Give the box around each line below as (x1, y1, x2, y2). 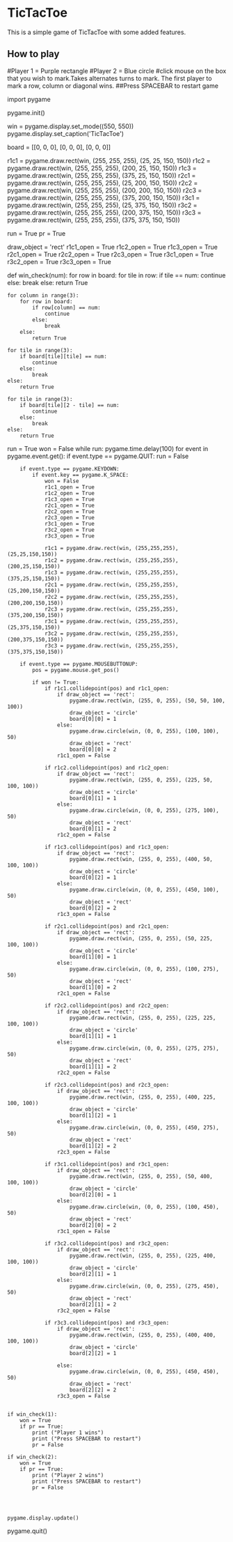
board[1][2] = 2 (69, 1142, 117, 1150)
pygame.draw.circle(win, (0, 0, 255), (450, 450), (69, 1368, 219, 1375)
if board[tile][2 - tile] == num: (19, 402, 120, 409)
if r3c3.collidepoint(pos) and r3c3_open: (44, 1319, 170, 1326)
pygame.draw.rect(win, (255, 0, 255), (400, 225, (69, 1093, 216, 1101)
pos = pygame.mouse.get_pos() (32, 666, 120, 673)
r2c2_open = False (56, 1069, 111, 1076)
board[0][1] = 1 (69, 795, 117, 802)
